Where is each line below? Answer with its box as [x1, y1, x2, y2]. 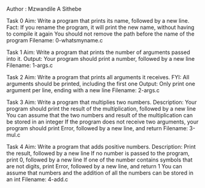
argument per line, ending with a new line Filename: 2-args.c [6, 87, 160, 94]
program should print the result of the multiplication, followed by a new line [6, 105, 196, 112]
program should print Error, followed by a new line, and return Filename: [6, 125, 188, 131]
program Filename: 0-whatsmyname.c [6, 37, 103, 44]
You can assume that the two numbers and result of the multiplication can [6, 112, 193, 119]
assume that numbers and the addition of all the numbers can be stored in [6, 169, 193, 176]
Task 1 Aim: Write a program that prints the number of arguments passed [6, 49, 190, 56]
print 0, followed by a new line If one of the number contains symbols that [6, 156, 193, 163]
